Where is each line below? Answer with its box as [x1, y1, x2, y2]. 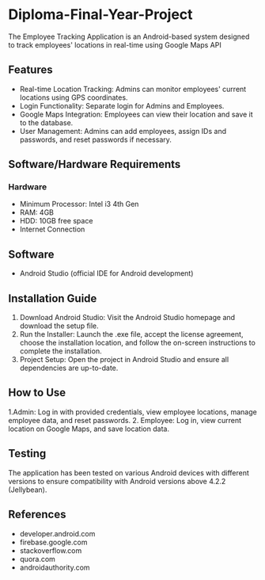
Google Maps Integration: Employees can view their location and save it [19, 109, 253, 119]
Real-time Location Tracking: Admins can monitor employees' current [19, 84, 247, 93]
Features [8, 63, 53, 77]
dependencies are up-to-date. [19, 363, 119, 373]
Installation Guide [8, 292, 97, 305]
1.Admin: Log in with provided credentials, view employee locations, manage [8, 406, 257, 417]
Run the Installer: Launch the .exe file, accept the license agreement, [19, 330, 244, 339]
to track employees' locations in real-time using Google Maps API [8, 40, 221, 49]
